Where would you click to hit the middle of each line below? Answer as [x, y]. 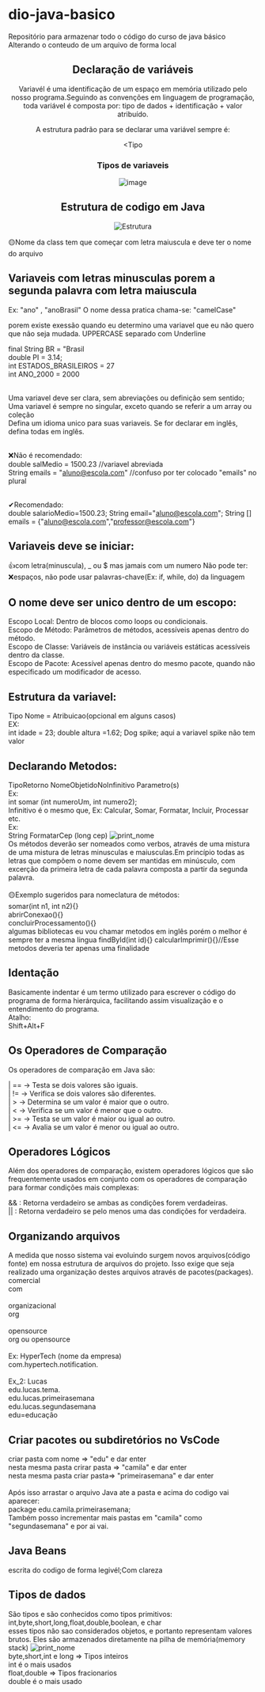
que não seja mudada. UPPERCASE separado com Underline [107, 333]
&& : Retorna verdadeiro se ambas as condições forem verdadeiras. [118, 1203]
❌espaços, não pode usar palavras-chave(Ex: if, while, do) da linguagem [127, 577]
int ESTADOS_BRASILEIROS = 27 [61, 365]
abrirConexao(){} [36, 914]
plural [17, 481]
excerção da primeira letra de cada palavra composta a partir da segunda [128, 869]
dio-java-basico [62, 15]
